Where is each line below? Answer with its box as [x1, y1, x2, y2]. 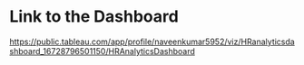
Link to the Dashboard [9, 6, 179, 27]
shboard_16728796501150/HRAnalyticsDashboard [9, 45, 195, 56]
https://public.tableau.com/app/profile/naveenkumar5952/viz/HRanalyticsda [9, 36, 295, 47]
